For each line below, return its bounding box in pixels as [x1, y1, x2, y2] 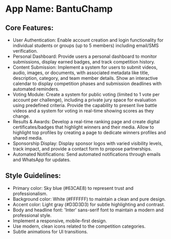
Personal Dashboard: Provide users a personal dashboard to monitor [12, 53, 157, 59]
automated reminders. [12, 86, 60, 92]
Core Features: [5, 24, 54, 32]
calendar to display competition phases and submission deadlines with [12, 80, 162, 86]
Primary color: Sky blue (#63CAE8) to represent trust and [12, 185, 134, 191]
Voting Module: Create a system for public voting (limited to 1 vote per [12, 92, 160, 97]
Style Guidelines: [5, 171, 61, 180]
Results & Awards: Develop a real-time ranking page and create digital [12, 119, 160, 124]
